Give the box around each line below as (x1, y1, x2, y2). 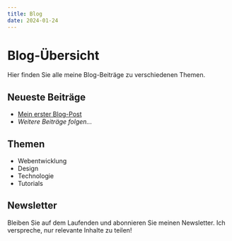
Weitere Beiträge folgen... (17, 117, 93, 126)
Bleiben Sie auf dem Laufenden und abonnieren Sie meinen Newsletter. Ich (7, 218, 226, 227)
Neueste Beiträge (7, 91, 86, 103)
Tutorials (17, 180, 44, 188)
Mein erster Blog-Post (17, 110, 83, 119)
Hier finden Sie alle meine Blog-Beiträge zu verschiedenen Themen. (7, 71, 206, 79)
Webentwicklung (17, 157, 67, 165)
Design (17, 164, 39, 173)
